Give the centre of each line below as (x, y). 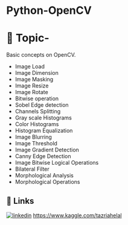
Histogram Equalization (44, 131)
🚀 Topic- (28, 38)
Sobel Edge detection (42, 105)
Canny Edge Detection (43, 156)
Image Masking (34, 80)
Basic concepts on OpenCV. (41, 55)
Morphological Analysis (44, 176)
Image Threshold (36, 144)
